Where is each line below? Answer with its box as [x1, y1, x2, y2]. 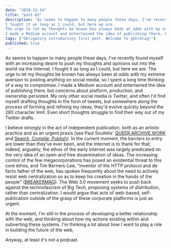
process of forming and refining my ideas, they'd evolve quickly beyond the [5, 103, 164, 110]
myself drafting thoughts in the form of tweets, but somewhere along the [5, 98, 158, 104]
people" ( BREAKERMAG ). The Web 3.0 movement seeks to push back [5, 178, 152, 185]
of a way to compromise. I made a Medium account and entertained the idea [5, 82, 165, 88]
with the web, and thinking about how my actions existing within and [5, 216, 149, 222]
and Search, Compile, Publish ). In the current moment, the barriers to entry [5, 135, 163, 141]
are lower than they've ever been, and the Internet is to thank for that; [5, 141, 151, 147]
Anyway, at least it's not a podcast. [5, 236, 79, 243]
